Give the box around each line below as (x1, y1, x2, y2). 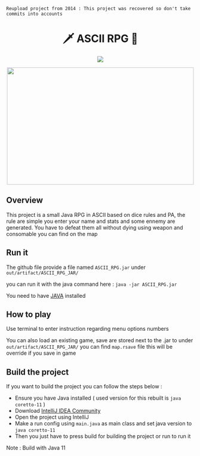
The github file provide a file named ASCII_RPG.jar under (6, 264, 146, 271)
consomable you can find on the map (6, 230, 98, 237)
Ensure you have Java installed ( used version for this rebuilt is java (14, 394, 181, 401)
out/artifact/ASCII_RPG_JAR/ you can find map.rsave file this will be (6, 343, 173, 351)
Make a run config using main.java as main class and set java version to (14, 420, 192, 427)
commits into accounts (6, 11, 63, 17)
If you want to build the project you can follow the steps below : (6, 383, 162, 390)
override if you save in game (6, 349, 76, 357)
